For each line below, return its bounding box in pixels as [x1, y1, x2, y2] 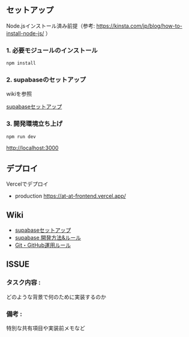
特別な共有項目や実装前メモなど [6, 324, 85, 332]
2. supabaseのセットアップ [6, 75, 86, 83]
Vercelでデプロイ [6, 180, 49, 187]
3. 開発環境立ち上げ [6, 120, 63, 128]
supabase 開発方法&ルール [14, 234, 82, 241]
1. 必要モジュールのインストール [6, 46, 98, 55]
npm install [6, 60, 36, 67]
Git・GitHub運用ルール [14, 241, 71, 249]
